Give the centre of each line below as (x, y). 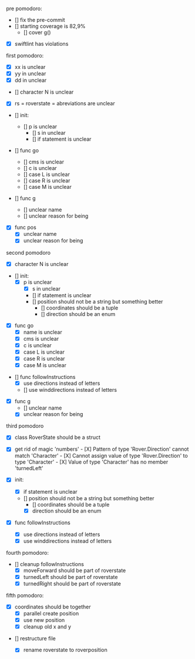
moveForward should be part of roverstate (75, 570)
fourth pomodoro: (27, 553)
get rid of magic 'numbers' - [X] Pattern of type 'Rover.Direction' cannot (102, 449)
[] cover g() (37, 32)
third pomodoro (25, 426)
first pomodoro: (25, 56)
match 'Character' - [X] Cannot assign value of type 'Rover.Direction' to (101, 456)
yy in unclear (30, 74)
